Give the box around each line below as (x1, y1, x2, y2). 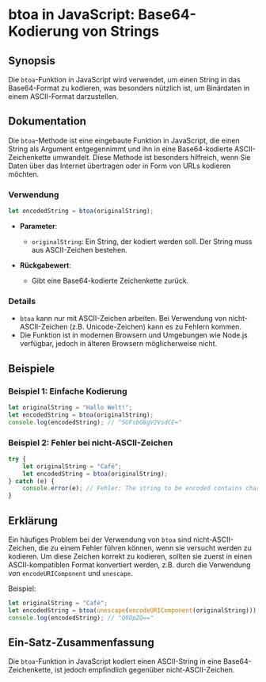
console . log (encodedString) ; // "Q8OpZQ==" (8, 614, 154, 622)
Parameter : (19, 221, 58, 231)
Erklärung (8, 513, 58, 528)
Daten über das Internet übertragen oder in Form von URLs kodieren (8, 161, 231, 170)
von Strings (82, 22, 160, 40)
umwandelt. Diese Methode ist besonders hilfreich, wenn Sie (52, 152, 251, 162)
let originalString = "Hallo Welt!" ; (8, 403, 133, 411)
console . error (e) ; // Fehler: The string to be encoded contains (22, 485, 243, 493)
